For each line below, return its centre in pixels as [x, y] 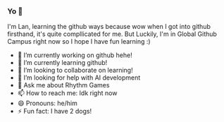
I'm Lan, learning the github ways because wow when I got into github [109, 27]
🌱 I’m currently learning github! [62, 63]
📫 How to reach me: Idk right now [67, 93]
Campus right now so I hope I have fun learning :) [79, 42]
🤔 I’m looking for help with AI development [79, 78]
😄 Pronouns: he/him [47, 103]
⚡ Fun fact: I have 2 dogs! [55, 111]
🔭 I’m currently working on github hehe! [75, 55]
